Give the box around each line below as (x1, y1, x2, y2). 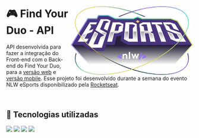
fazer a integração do (6, 49, 59, 56)
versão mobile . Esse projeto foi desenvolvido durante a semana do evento (6, 75, 187, 82)
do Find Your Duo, (17, 62, 61, 69)
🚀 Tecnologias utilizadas (6, 110, 99, 120)
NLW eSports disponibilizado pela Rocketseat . (6, 81, 120, 88)
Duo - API (6, 24, 55, 37)
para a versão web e (6, 68, 56, 75)
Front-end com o (6, 56, 48, 63)
